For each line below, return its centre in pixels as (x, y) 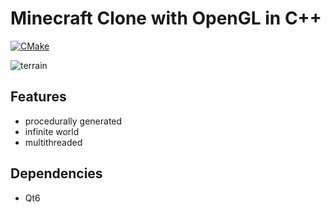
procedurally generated (73, 121)
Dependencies (56, 173)
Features (38, 97)
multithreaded (53, 142)
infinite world (52, 131)
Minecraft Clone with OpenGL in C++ (166, 18)
